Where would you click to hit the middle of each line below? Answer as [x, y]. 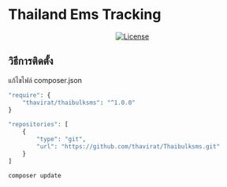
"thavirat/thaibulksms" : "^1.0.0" [79, 103]
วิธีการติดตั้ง [31, 61]
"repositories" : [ [38, 125]
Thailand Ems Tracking [85, 15]
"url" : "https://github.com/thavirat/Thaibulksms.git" [128, 146]
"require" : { [30, 95]
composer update [35, 175]
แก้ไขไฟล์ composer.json [45, 80]
